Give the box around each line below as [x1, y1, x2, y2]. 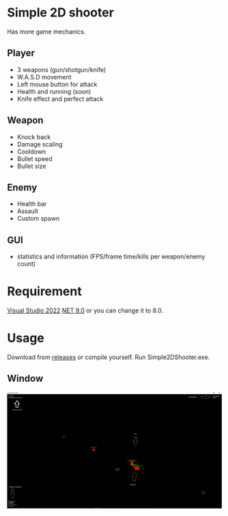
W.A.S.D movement [16, 73, 72, 81]
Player [7, 47, 35, 59]
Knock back [16, 132, 51, 141]
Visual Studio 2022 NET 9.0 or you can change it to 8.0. [7, 306, 164, 315]
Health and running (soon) [16, 87, 91, 95]
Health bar [16, 200, 47, 208]
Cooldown [16, 147, 46, 156]
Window [7, 373, 44, 384]
